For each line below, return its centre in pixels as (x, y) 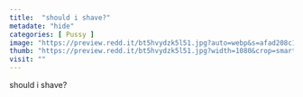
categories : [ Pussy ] (52, 34)
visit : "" (28, 59)
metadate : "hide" (42, 26)
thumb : (22, 51)
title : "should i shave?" (60, 18)
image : (22, 43)
